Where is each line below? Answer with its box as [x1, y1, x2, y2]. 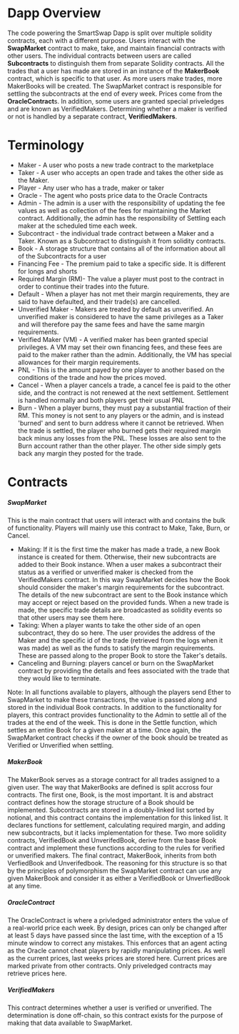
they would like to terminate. [17, 674, 101, 683]
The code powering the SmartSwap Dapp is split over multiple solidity [7, 29, 213, 37]
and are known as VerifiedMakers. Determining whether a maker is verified [7, 104, 228, 113]
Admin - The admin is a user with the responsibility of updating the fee [17, 199, 225, 207]
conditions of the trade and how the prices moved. [17, 373, 167, 381]
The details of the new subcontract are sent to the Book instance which [17, 591, 228, 599]
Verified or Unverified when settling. [7, 741, 114, 750]
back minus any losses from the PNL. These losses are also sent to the [17, 433, 226, 442]
